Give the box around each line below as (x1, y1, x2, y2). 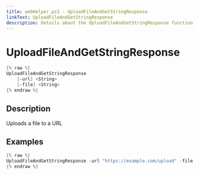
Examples (6, 136, 43, 146)
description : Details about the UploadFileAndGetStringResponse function (6, 20, 194, 26)
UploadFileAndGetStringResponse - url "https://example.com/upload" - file (6, 158, 194, 164)
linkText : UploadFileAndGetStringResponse (6, 14, 113, 20)
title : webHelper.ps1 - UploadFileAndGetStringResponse (6, 8, 148, 15)
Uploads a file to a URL (6, 120, 63, 127)
